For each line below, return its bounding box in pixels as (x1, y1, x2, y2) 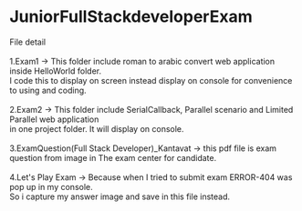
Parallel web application (9, 114, 99, 125)
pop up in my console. (9, 181, 93, 192)
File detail (9, 36, 47, 47)
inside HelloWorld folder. (9, 65, 102, 76)
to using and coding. (9, 85, 87, 95)
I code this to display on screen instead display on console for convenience (9, 75, 293, 85)
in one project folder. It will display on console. (9, 123, 184, 134)
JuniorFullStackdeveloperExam (9, 6, 253, 27)
